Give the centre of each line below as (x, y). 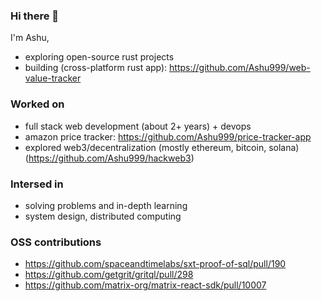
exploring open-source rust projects (99, 57)
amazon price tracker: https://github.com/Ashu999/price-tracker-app (168, 136)
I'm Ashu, (30, 38)
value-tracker (53, 78)
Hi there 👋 (35, 16)
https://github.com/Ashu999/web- (240, 68)
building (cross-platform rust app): (96, 68)
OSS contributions (56, 242)
